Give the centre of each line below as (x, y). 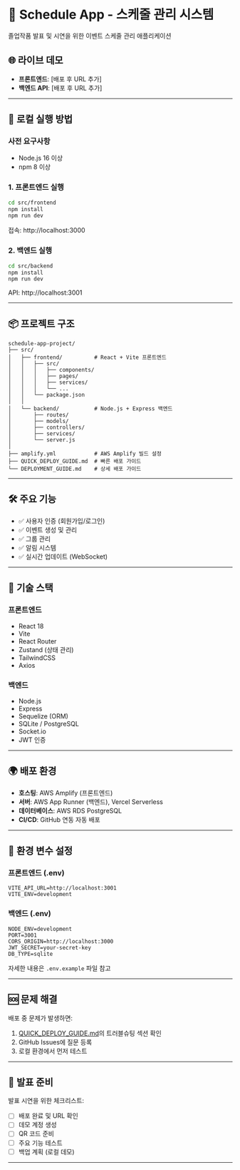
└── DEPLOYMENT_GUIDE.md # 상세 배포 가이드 (75, 469)
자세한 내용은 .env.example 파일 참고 (59, 968)
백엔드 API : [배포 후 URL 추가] (60, 88)
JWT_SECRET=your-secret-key (50, 947)
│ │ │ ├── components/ (51, 370)
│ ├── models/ (39, 422)
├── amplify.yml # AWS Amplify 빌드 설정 (85, 454)
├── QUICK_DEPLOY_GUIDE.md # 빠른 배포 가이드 (75, 462)
